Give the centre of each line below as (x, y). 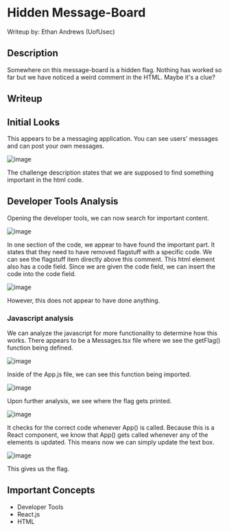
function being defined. (40, 348)
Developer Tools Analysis (63, 202)
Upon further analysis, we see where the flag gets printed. (89, 401)
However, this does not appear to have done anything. (84, 300)
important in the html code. (45, 179)
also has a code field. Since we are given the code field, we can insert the (111, 267)
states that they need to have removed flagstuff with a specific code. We (110, 251)
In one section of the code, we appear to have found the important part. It (111, 245)
